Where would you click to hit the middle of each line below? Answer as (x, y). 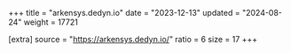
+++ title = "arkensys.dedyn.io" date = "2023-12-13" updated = (124, 13)
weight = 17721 (51, 22)
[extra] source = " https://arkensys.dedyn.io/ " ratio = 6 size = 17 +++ (133, 39)
